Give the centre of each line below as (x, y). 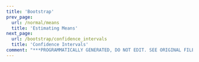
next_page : (20, 34)
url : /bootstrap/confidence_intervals (60, 39)
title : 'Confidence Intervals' (50, 45)
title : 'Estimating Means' (45, 28)
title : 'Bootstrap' (30, 12)
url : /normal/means (36, 22)
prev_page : (20, 17)
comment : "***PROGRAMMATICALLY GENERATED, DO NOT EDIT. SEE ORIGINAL (94, 50)
